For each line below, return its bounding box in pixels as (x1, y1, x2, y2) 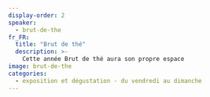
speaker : (8, 19, 37, 27)
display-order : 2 (8, 11, 65, 20)
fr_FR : (8, 33, 30, 41)
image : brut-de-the (8, 63, 72, 70)
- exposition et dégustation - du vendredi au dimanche (15, 77, 202, 84)
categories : (8, 70, 47, 77)
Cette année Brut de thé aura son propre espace (22, 56, 185, 63)
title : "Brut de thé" (15, 41, 87, 48)
